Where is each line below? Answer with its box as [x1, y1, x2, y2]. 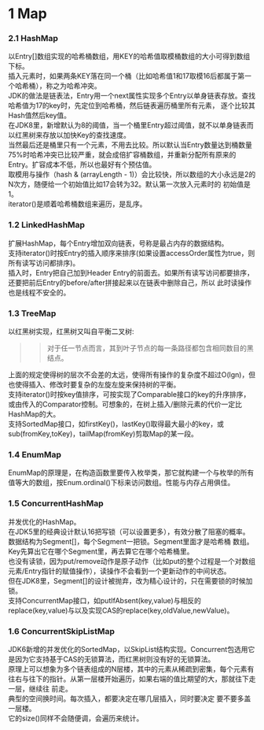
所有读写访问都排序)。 [8, 258, 80, 268]
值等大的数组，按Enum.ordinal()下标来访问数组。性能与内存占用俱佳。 [8, 478, 235, 487]
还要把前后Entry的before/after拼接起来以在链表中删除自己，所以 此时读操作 [8, 277, 252, 287]
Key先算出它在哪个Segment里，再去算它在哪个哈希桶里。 [8, 547, 194, 556]
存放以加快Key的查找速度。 [42, 131, 131, 140]
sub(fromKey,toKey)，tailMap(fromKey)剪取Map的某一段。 [8, 429, 198, 439]
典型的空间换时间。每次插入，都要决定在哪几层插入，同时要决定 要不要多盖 [8, 694, 251, 703]
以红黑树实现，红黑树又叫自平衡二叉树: [8, 327, 135, 336]
